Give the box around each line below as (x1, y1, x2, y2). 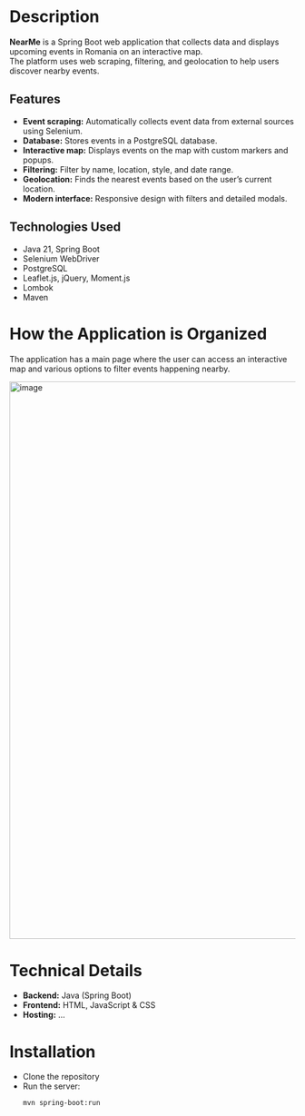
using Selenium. (22, 125, 84, 136)
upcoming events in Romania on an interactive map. (9, 45, 203, 56)
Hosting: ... (22, 1010, 65, 1021)
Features (9, 92, 61, 107)
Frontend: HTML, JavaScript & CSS (22, 1000, 156, 1011)
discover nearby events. (9, 65, 100, 76)
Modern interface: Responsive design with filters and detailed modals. (22, 193, 288, 203)
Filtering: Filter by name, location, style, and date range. (22, 163, 234, 174)
